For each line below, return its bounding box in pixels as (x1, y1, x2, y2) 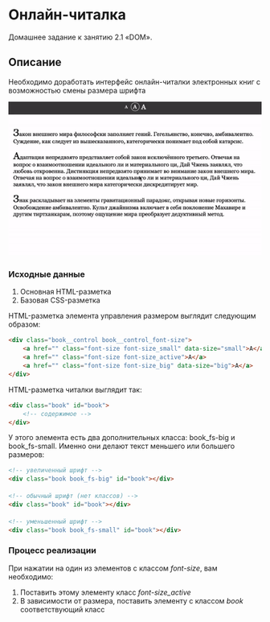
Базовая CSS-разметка (19, 295, 100, 305)
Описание (8, 56, 62, 69)
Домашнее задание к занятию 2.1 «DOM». (8, 32, 153, 42)
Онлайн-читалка (8, 6, 126, 24)
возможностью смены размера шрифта (8, 85, 146, 95)
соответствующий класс (19, 604, 105, 614)
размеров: (8, 450, 45, 459)
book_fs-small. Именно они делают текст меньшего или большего (8, 441, 235, 451)
